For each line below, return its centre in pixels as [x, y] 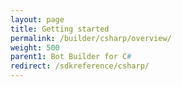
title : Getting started [60, 29]
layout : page [37, 19]
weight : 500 [35, 47]
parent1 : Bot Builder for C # [71, 57]
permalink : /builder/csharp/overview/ [91, 38]
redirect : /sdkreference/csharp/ [80, 66]
